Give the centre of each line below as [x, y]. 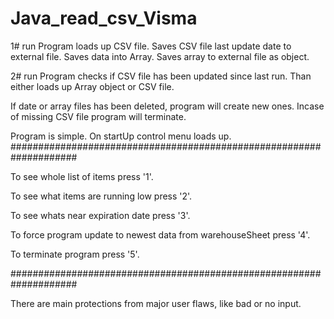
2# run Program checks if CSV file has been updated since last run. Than [161, 76]
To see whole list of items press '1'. [82, 176]
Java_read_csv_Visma [104, 18]
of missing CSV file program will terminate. [98, 116]
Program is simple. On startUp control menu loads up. [121, 136]
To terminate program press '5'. [75, 254]
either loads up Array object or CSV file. [92, 86]
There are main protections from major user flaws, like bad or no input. [156, 303]
